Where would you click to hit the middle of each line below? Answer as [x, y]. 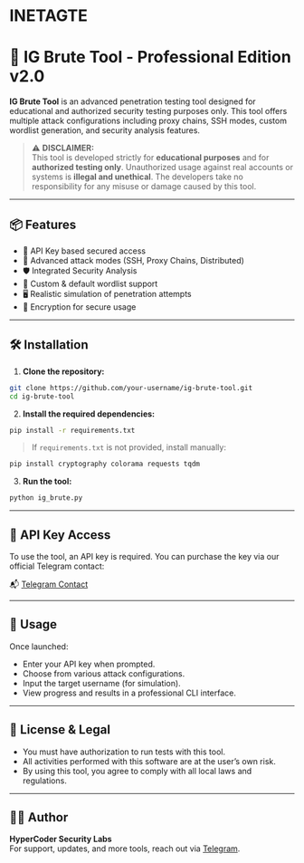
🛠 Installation [49, 345]
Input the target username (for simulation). [101, 683]
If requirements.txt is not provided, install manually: [128, 447]
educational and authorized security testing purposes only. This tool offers [148, 111]
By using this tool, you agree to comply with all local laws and [137, 771]
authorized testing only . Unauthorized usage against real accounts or [162, 168]
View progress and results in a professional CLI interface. [129, 693]
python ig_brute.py [46, 498]
